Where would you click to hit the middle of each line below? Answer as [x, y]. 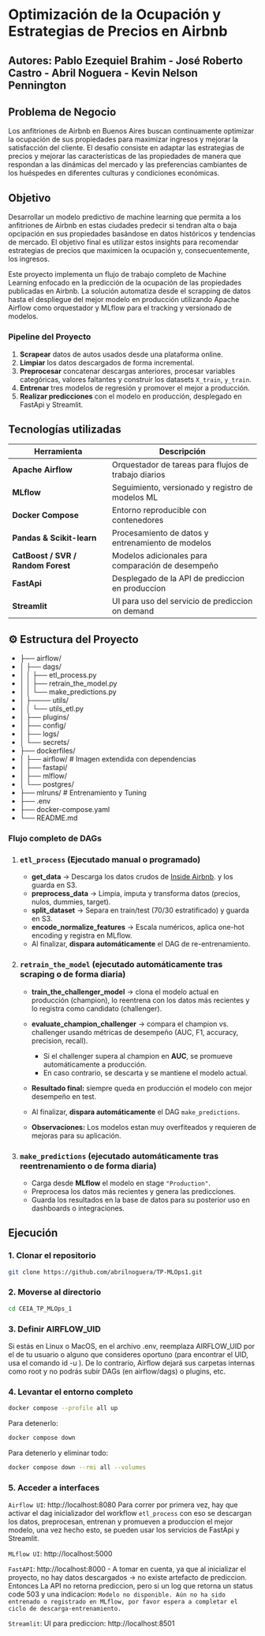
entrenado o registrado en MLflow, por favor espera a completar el [123, 1602]
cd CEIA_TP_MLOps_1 [40, 1309]
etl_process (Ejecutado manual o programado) [110, 860]
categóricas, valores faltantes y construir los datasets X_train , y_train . [135, 379]
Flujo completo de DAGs [55, 838]
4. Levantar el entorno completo [71, 1392]
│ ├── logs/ [39, 734]
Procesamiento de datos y [160, 533]
